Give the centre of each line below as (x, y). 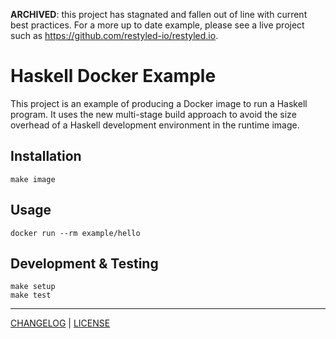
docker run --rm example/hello (75, 233)
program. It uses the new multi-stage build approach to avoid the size (153, 114)
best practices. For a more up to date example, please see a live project (157, 25)
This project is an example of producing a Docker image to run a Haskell (159, 103)
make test (31, 295)
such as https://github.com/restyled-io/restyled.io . (114, 35)
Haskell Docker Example (113, 76)
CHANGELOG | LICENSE (60, 323)
